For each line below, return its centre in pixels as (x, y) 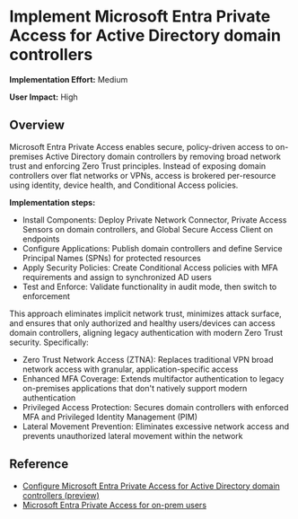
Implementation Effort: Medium (69, 79)
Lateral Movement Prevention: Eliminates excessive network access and (156, 426)
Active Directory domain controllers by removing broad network (163, 156)
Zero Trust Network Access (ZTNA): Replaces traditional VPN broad (148, 359)
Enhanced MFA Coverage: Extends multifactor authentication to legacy (153, 378)
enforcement (46, 296)
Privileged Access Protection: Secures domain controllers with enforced (155, 407)
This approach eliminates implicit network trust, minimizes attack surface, (145, 313)
